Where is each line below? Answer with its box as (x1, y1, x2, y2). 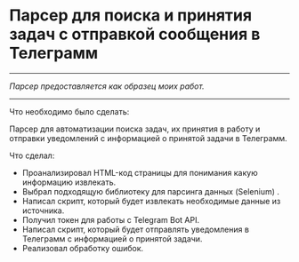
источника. (21, 205, 65, 216)
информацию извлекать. (21, 177, 117, 187)
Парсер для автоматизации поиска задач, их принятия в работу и (9, 123, 261, 134)
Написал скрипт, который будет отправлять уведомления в (21, 224, 249, 234)
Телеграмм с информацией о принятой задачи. (21, 233, 203, 244)
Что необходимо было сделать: (9, 106, 130, 116)
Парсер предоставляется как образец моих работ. (9, 81, 205, 91)
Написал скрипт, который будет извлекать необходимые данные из (21, 195, 281, 206)
